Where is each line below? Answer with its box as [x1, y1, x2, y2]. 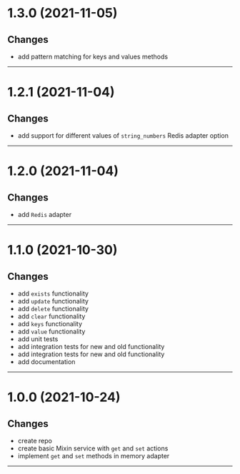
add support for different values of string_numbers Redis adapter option [17, 131, 229, 140]
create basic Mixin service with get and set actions [17, 444, 169, 453]
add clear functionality [17, 312, 86, 321]
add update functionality [17, 297, 89, 305]
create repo [17, 437, 52, 445]
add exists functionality [17, 289, 89, 298]
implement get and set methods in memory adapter [17, 452, 170, 460]
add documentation [17, 358, 76, 365]
